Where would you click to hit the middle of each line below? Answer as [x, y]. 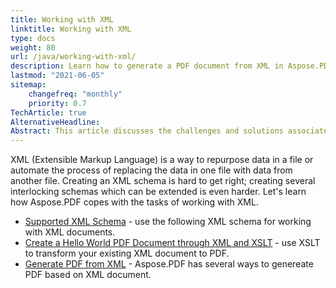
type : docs [33, 38]
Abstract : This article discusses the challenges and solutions [147, 131]
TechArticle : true [48, 112]
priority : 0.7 [57, 103]
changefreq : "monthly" [75, 94]
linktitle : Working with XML [71, 29]
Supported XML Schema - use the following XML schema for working [168, 222]
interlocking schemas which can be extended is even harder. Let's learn [158, 192]
